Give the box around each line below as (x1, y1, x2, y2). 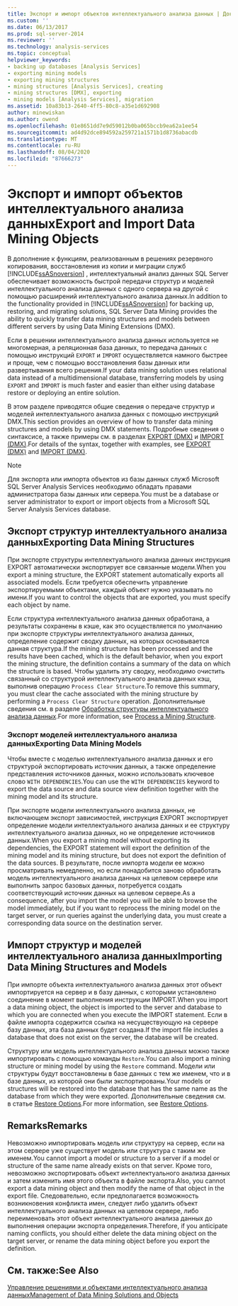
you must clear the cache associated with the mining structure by (7, 689, 198, 698)
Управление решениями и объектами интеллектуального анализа (7, 1283, 208, 1292)
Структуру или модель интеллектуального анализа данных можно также (7, 1046, 230, 1055)
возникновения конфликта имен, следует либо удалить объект (7, 1198, 198, 1208)
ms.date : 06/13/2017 (7, 23, 69, 30)
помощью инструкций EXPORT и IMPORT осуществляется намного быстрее (7, 351, 228, 359)
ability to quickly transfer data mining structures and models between (7, 314, 210, 323)
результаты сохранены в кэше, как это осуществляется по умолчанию (7, 621, 223, 630)
